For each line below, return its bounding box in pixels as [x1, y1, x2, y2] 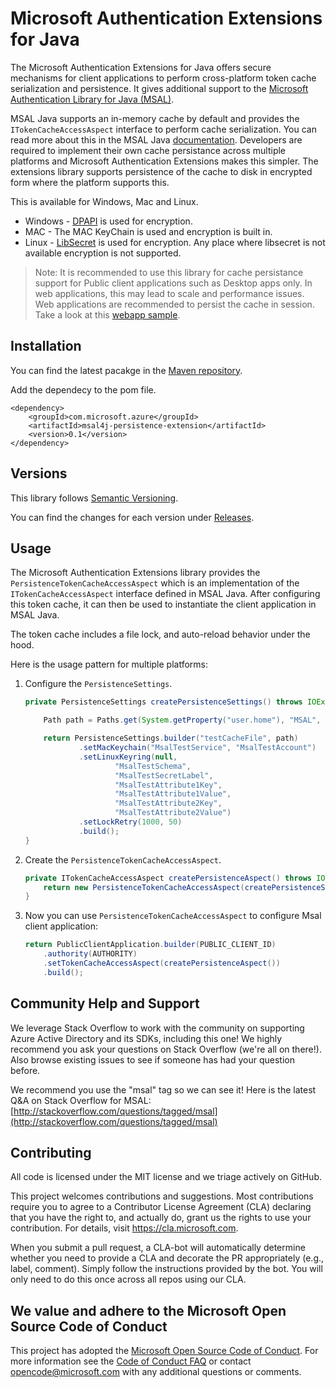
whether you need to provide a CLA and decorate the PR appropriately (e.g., [10, 1252, 325, 1264]
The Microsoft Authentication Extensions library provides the [10, 567, 261, 579]
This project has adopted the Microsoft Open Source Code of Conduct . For [10, 1345, 319, 1357]
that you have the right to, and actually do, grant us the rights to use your [10, 1212, 312, 1224]
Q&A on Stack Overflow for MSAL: [10, 1094, 152, 1106]
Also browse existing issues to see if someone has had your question [10, 1053, 295, 1066]
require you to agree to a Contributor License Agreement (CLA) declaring [10, 1201, 312, 1213]
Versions [10, 465, 68, 482]
